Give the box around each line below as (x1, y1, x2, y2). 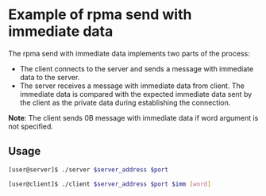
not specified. (8, 121, 54, 131)
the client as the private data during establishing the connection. (19, 98, 231, 107)
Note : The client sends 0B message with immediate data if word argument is (8, 113, 259, 122)
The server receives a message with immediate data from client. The (19, 81, 245, 90)
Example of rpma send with (8, 6, 192, 24)
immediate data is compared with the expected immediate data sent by (19, 89, 253, 98)
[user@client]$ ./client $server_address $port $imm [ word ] (8, 180, 212, 188)
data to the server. (19, 72, 80, 82)
